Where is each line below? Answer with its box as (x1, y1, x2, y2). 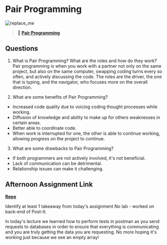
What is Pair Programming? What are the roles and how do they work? (12, 58, 157, 64)
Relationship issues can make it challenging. (12, 165, 104, 171)
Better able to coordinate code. (12, 125, 76, 131)
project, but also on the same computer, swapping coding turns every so (12, 68, 162, 74)
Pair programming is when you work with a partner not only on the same (12, 63, 161, 69)
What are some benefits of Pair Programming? (12, 94, 108, 100)
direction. (12, 84, 32, 90)
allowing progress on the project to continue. (12, 135, 105, 141)
